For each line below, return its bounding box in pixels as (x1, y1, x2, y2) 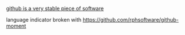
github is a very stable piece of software (6, 5, 104, 12)
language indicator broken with (6, 16, 82, 23)
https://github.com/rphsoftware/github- (82, 16, 179, 23)
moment (6, 23, 27, 29)
